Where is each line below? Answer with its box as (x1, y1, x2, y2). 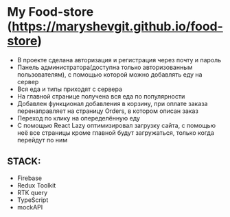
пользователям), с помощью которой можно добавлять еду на (16, 70, 203, 79)
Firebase (16, 174, 43, 182)
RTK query (16, 188, 48, 196)
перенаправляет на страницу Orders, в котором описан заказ (16, 107, 199, 115)
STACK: (7, 155, 41, 168)
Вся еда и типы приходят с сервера (16, 85, 122, 93)
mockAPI (16, 203, 43, 211)
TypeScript (16, 196, 49, 204)
